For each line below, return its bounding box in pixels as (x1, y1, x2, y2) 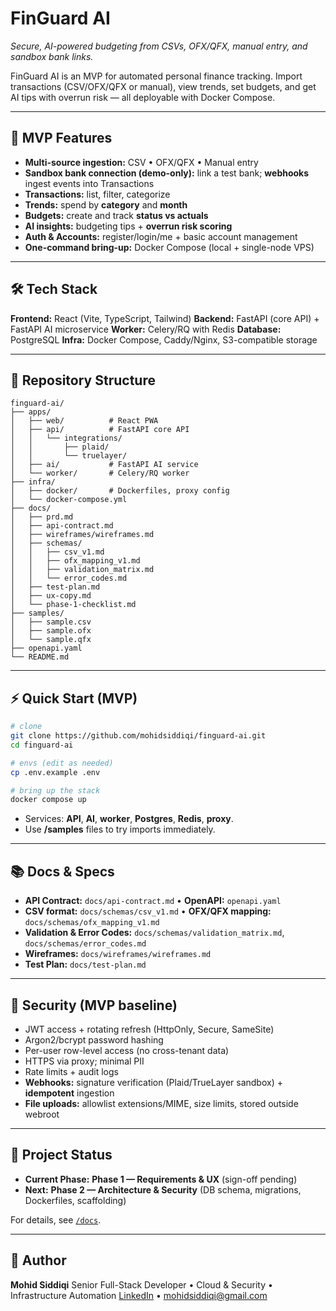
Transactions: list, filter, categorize (24, 188, 171, 200)
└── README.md (10, 652, 70, 662)
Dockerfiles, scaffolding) (24, 1194, 127, 1206)
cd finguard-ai (10, 740, 74, 750)
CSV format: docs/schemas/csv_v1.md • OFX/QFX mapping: (24, 905, 272, 917)
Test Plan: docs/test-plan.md (24, 958, 147, 971)
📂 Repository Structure (10, 372, 156, 389)
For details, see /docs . (10, 1213, 102, 1226)
